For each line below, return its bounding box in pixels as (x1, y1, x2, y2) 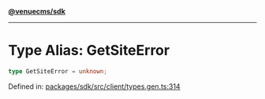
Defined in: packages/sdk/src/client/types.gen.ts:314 (8, 82, 181, 91)
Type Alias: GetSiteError (8, 42, 170, 60)
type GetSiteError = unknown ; (8, 67, 108, 75)
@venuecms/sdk (8, 7, 65, 16)
